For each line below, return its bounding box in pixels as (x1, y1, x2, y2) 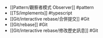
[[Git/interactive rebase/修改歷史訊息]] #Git (9, 27, 99, 33)
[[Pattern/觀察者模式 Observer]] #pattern (9, 4, 94, 10)
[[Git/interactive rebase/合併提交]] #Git (9, 16, 90, 21)
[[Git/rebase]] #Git (9, 21, 48, 27)
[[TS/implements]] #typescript (9, 10, 73, 16)
